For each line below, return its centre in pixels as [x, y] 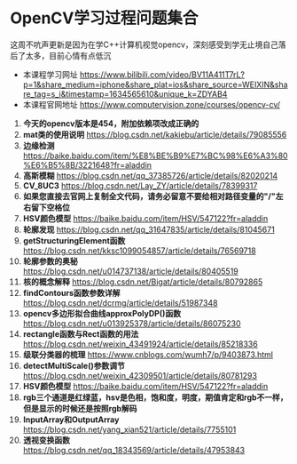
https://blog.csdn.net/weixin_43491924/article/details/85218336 [140, 344]
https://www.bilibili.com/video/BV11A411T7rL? [162, 74]
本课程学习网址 [50, 74]
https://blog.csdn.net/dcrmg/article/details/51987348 [120, 302]
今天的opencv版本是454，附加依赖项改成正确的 [111, 123]
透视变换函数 [46, 440]
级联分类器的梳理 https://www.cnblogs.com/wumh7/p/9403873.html [148, 354]
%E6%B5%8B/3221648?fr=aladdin [87, 164]
